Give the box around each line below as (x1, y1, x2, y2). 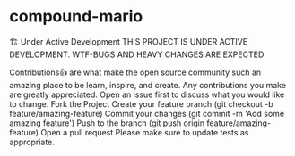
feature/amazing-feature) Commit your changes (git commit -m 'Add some (9, 108, 285, 119)
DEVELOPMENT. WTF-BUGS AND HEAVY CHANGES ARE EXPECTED (9, 49, 265, 60)
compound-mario (9, 6, 143, 27)
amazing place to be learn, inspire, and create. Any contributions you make (9, 79, 287, 90)
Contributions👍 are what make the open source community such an (9, 67, 262, 78)
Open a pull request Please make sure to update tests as (39, 127, 249, 137)
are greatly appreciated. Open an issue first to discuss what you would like (9, 89, 285, 100)
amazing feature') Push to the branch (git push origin (9, 118, 205, 128)
